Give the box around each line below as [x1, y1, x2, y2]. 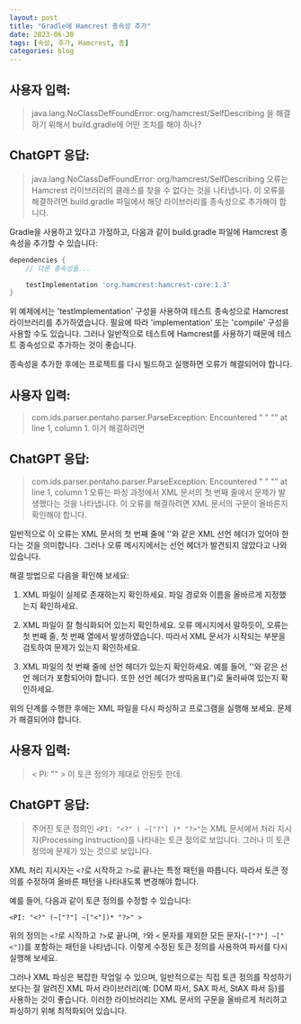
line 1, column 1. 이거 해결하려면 [31, 423, 146, 434]
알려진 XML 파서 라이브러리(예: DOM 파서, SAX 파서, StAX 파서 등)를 [42, 983, 286, 993]
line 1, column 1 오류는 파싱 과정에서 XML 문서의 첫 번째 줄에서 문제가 [31, 487, 277, 498]
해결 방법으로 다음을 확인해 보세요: [9, 570, 129, 580]
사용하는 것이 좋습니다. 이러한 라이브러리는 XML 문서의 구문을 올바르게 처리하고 [9, 993, 288, 1004]
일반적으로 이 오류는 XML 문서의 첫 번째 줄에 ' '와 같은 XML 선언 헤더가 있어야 [9, 528, 280, 539]
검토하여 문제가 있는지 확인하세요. [22, 642, 141, 652]
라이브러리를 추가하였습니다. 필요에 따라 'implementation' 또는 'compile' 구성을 [9, 317, 290, 328]
